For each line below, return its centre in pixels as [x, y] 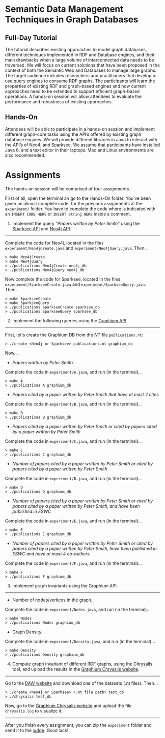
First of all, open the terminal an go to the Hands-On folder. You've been [78, 198]
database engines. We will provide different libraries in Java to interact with [81, 139]
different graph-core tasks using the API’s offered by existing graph [73, 134]
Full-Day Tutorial [31, 38]
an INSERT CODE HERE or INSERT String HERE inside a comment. [68, 214]
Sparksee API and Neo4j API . [42, 229]
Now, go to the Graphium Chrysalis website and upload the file [68, 706]
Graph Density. [27, 632]
